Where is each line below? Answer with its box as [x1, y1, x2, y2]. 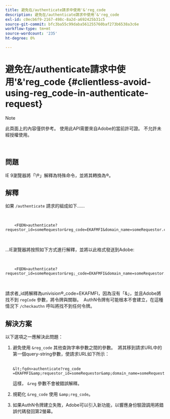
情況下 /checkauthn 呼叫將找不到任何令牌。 [5, 303, 95, 309]
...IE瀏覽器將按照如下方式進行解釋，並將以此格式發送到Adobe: [5, 247, 135, 253]
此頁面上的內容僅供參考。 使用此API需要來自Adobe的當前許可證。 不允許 [5, 125, 157, 131]
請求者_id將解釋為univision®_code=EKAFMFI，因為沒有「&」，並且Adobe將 [5, 290, 161, 297]
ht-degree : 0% [5, 36, 35, 41]
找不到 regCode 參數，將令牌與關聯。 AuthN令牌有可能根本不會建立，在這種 [5, 297, 163, 303]
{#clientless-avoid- [67, 77, 151, 88]
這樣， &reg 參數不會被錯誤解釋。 [12, 380, 82, 387]
